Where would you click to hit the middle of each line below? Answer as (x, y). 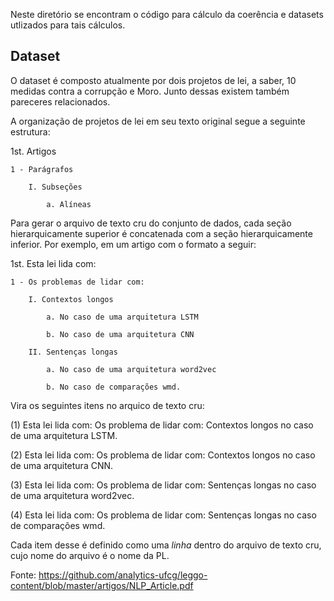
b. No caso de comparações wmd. (114, 387)
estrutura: (30, 131)
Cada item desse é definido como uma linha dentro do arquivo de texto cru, (166, 545)
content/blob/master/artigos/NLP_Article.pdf (102, 585)
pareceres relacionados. (60, 101)
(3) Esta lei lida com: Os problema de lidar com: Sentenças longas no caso (163, 485)
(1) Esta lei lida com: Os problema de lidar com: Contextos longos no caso (162, 425)
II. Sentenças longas (73, 352)
